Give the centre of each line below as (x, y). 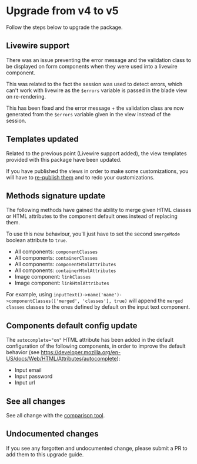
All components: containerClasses (56, 258)
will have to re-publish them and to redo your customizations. (80, 177)
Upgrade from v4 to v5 (62, 11)
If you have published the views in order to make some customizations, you (97, 171)
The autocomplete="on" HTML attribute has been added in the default (90, 340)
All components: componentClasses (56, 251)
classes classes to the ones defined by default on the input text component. (98, 307)
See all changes (36, 401)
